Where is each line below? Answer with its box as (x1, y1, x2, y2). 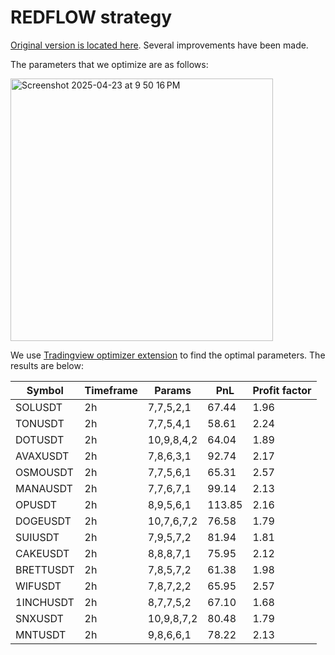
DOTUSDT (15, 432, 65, 446)
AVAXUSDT (15, 449, 70, 463)
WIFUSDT (15, 579, 62, 593)
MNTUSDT (15, 627, 67, 641)
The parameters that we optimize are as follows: (10, 58, 209, 70)
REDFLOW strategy (10, 6, 173, 29)
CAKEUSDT (15, 546, 70, 560)
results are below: (10, 359, 84, 371)
